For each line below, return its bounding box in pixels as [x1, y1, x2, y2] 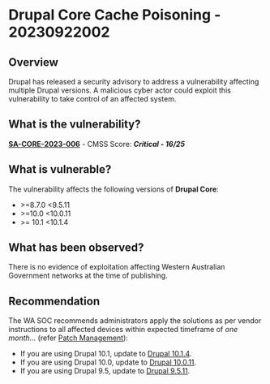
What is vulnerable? [8, 162, 112, 176]
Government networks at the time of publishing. [8, 270, 168, 281]
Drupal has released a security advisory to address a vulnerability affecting [8, 77, 259, 86]
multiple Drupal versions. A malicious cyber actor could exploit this [8, 85, 231, 95]
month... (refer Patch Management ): [8, 333, 128, 343]
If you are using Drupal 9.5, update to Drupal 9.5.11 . [19, 366, 191, 376]
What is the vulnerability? [8, 118, 141, 132]
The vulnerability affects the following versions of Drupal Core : [8, 184, 219, 194]
